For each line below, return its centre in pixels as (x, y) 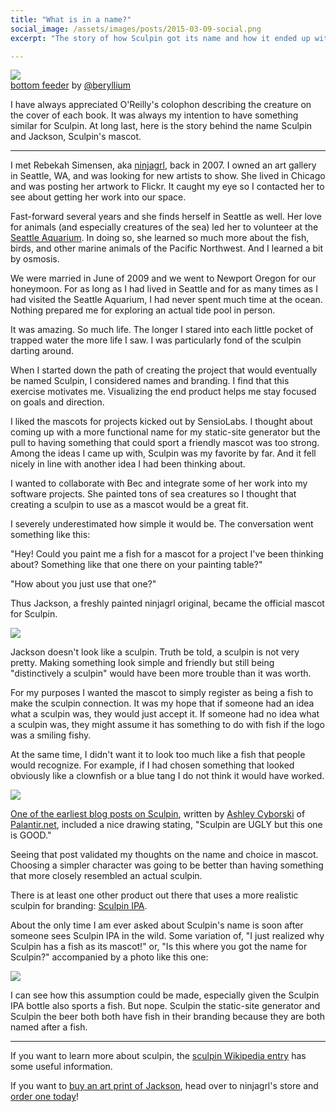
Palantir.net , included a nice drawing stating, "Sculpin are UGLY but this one (166, 825)
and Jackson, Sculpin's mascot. (76, 137)
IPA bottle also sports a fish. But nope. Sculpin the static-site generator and (165, 1006)
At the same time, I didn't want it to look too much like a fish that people (158, 755)
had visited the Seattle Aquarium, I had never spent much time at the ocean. (166, 300)
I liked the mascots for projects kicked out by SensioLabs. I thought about (161, 422)
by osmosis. (35, 259)
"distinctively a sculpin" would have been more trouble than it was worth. (161, 673)
